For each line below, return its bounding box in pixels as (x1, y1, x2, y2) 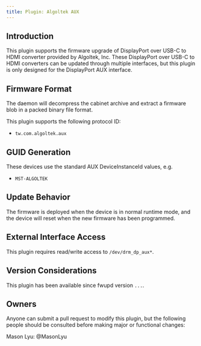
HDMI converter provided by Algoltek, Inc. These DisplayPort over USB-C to (6, 54, 195, 61)
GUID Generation (6, 147, 71, 157)
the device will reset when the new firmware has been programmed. (6, 215, 176, 222)
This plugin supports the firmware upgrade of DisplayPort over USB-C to (6, 47, 187, 54)
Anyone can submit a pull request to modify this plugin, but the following (6, 315, 186, 322)
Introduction (6, 31, 54, 42)
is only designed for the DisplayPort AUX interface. (6, 66, 132, 74)
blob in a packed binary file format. (6, 106, 93, 113)
